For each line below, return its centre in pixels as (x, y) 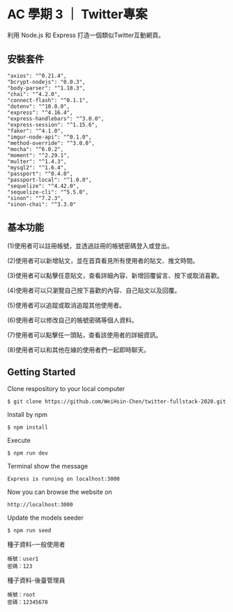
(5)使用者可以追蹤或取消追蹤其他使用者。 (66, 305)
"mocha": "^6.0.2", (36, 149)
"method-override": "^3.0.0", (51, 143)
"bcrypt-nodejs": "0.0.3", (46, 82)
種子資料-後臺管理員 (36, 581)
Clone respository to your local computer (66, 389)
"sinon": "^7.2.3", (36, 198)
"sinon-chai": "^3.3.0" (42, 204)
